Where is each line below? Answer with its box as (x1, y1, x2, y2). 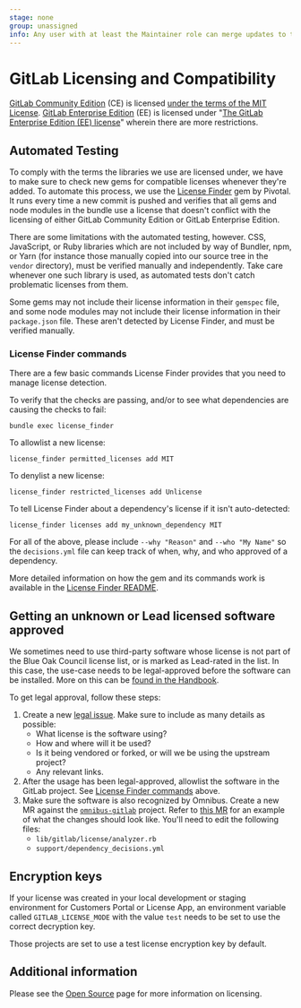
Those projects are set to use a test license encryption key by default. (9, 938, 267, 950)
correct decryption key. (9, 921, 96, 932)
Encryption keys (9, 868, 103, 883)
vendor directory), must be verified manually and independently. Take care (9, 261, 284, 271)
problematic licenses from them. (9, 280, 129, 290)
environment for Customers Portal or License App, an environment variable (9, 902, 287, 913)
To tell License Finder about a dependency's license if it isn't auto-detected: (9, 504, 290, 514)
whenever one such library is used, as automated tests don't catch (9, 270, 255, 280)
